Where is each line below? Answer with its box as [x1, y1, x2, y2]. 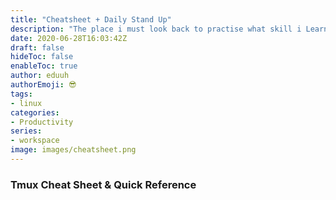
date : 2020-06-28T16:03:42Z [10, 33, 128, 43]
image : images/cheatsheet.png [10, 145, 137, 155]
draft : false [10, 42, 65, 53]
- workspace [10, 136, 60, 146]
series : [10, 126, 43, 136]
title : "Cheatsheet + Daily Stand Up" [10, 14, 172, 25]
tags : [10, 89, 33, 99]
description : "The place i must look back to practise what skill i [10, 24, 302, 34]
